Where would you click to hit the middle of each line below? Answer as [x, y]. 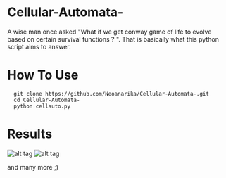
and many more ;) [33, 167]
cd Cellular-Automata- [47, 100]
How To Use [43, 75]
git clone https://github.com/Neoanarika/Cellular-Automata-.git [112, 94]
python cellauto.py [42, 106]
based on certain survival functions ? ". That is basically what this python [113, 39]
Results [30, 134]
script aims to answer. [39, 46]
